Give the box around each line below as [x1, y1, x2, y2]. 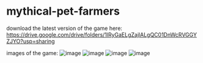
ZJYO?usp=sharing [6, 37, 55, 45]
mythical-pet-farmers [6, 4, 120, 18]
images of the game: [6, 49, 58, 56]
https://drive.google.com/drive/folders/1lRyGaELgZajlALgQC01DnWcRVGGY [6, 31, 197, 38]
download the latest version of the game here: [6, 24, 122, 32]
